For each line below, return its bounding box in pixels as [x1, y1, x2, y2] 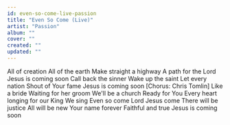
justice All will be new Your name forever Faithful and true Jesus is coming [7, 104, 218, 112]
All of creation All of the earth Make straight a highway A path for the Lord [7, 67, 216, 76]
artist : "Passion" [7, 23, 60, 30]
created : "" [7, 42, 41, 49]
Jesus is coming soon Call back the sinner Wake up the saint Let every [7, 74, 207, 82]
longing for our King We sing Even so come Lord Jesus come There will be [7, 96, 218, 104]
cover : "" [7, 36, 36, 43]
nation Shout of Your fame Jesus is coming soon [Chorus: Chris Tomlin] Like [7, 82, 223, 90]
